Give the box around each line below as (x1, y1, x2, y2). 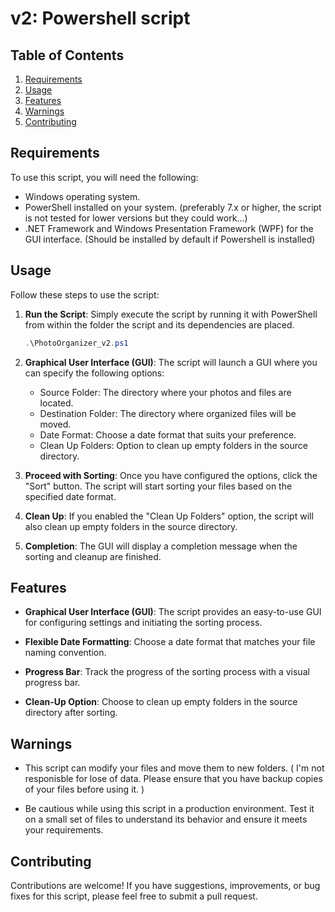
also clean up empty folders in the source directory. (24, 520, 238, 532)
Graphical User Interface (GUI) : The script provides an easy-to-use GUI (24, 606, 322, 618)
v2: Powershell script (10, 7, 191, 30)
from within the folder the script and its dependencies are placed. (24, 318, 295, 331)
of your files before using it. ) (24, 783, 145, 796)
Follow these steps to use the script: (10, 288, 160, 301)
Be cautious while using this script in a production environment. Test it (24, 803, 315, 815)
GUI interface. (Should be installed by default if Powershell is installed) (24, 233, 316, 245)
